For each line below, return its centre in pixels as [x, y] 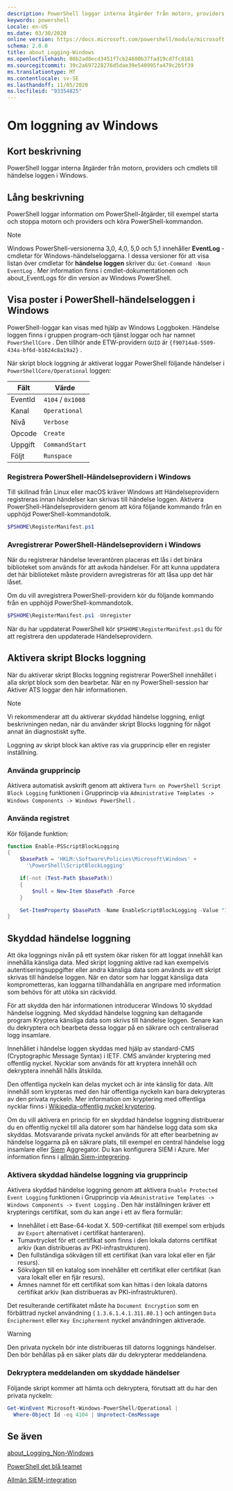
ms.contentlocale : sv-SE [43, 78]
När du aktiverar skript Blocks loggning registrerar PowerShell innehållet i [112, 675]
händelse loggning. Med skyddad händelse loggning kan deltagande [105, 1013]
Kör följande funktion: [38, 834]
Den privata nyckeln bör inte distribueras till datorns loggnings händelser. [112, 1348]
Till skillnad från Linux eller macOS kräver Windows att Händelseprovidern [113, 492]
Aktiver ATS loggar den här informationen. [67, 689]
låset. [15, 582]
